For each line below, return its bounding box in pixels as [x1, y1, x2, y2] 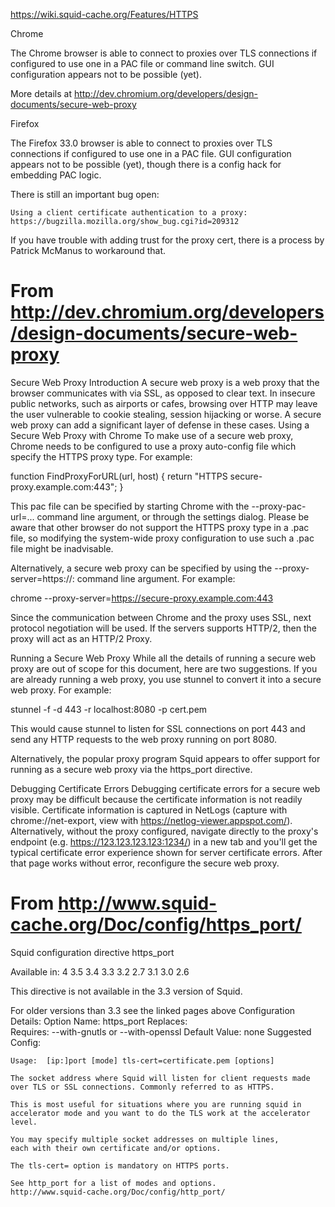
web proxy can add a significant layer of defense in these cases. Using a [10, 419, 310, 431]
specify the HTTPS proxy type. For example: [10, 450, 193, 463]
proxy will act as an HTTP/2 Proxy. [10, 632, 153, 644]
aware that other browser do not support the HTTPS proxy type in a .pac [10, 521, 310, 533]
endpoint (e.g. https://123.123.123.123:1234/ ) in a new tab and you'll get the [10, 835, 318, 848]
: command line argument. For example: [71, 572, 236, 584]
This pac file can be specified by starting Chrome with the [10, 500, 250, 512]
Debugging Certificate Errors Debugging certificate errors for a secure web [10, 782, 321, 794]
